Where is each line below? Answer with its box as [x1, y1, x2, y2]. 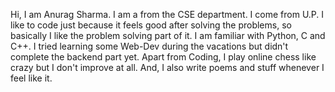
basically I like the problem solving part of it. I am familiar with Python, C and [10, 30, 326, 41]
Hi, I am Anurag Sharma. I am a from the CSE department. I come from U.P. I [10, 9, 325, 20]
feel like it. [10, 72, 53, 84]
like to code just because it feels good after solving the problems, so [10, 19, 292, 31]
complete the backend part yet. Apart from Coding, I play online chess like [10, 51, 317, 63]
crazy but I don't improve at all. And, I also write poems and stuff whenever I [10, 62, 325, 73]
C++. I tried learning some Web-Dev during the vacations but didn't [10, 40, 289, 52]
